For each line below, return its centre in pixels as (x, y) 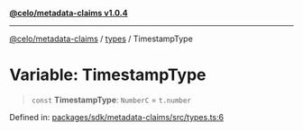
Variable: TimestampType (108, 75)
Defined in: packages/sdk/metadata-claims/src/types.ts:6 (116, 117)
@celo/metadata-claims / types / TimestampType (101, 39)
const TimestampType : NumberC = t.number (111, 100)
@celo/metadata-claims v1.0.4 (69, 13)
